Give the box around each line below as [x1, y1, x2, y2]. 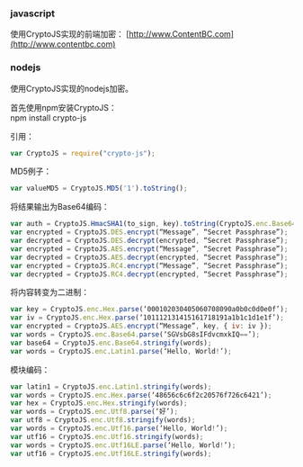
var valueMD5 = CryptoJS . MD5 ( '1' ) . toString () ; [10, 184, 188, 193]
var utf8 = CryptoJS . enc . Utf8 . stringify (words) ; [10, 416, 196, 425]
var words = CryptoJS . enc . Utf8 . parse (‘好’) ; [10, 408, 179, 417]
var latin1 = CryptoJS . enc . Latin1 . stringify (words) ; [10, 382, 212, 391]
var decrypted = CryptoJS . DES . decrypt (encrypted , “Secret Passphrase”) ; [10, 237, 289, 246]
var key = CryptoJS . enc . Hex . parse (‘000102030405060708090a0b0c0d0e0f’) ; [10, 305, 289, 314]
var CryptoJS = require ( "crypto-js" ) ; [10, 148, 156, 157]
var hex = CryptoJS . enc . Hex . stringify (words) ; [10, 399, 188, 408]
